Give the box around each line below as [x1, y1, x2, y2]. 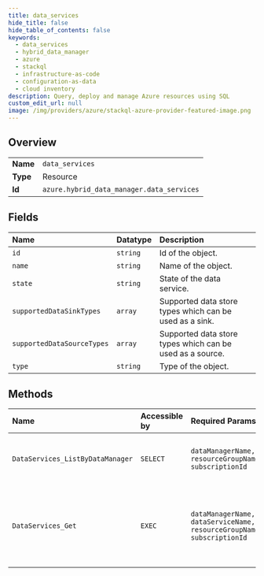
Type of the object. [159, 360, 229, 371]
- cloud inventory [15, 84, 76, 93]
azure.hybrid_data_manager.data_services [42, 184, 200, 194]
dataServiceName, [190, 518, 255, 526]
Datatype [116, 234, 152, 245]
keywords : [8, 33, 41, 42]
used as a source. [159, 347, 225, 359]
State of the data [159, 273, 222, 284]
